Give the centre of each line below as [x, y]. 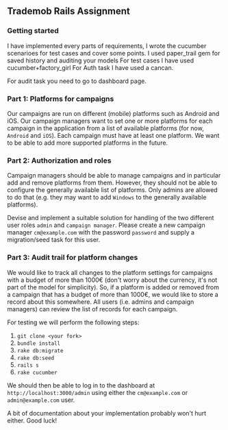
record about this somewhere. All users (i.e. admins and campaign [101, 302]
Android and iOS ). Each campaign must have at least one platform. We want [113, 135]
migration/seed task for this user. [54, 240]
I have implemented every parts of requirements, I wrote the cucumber [107, 46]
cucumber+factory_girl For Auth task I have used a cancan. [90, 67]
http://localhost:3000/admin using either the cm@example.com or [98, 392]
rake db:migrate [40, 350]
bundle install [39, 343]
